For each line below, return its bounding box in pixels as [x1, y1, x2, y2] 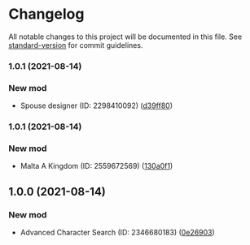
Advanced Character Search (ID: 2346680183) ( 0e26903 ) [20, 228, 216, 238]
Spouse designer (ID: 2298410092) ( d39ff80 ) [20, 101, 173, 110]
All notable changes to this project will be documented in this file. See [8, 32, 243, 41]
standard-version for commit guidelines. [8, 40, 143, 49]
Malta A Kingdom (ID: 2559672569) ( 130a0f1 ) [20, 161, 173, 171]
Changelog [8, 5, 85, 24]
